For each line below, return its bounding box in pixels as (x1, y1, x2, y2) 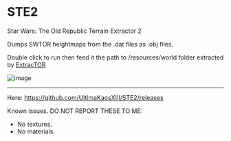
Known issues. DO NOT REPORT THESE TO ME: (7, 107, 143, 115)
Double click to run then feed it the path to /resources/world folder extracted (7, 53, 224, 62)
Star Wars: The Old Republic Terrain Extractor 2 (7, 27, 142, 35)
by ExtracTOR (7, 60, 46, 68)
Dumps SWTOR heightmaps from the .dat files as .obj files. (7, 40, 174, 48)
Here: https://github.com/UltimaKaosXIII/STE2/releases (7, 93, 164, 101)
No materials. (16, 127, 55, 136)
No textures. (16, 120, 53, 128)
